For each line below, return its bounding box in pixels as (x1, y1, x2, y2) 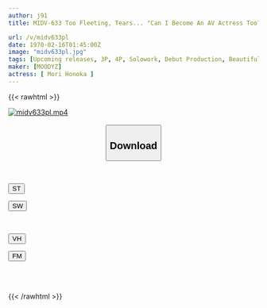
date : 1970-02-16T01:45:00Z (8, 40, 102, 48)
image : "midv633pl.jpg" (8, 48, 87, 56)
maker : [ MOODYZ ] (8, 63, 62, 71)
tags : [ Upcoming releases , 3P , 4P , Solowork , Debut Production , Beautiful (8, 56, 261, 64)
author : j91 (8, 11, 48, 20)
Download (110, 140, 157, 152)
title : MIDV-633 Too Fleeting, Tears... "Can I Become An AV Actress (8, 19, 244, 27)
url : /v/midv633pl (8, 33, 69, 41)
